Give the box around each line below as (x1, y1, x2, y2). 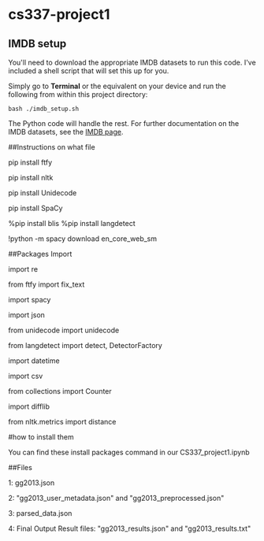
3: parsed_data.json (8, 509, 73, 517)
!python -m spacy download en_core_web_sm (8, 234, 158, 243)
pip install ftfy (8, 157, 53, 167)
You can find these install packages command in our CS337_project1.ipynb (8, 447, 250, 457)
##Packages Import (8, 250, 73, 258)
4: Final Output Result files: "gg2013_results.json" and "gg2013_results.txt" (8, 524, 251, 533)
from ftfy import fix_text (8, 280, 85, 289)
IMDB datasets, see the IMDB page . (8, 128, 124, 136)
